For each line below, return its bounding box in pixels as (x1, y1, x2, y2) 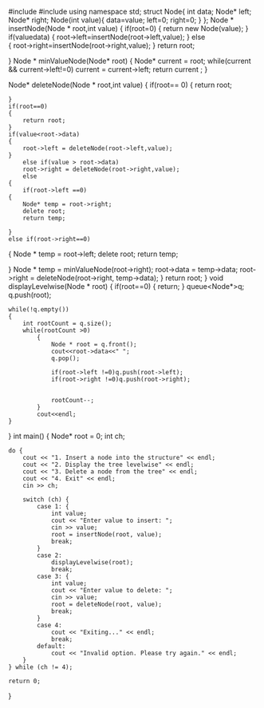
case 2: (37, 552, 62, 560)
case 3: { (37, 572, 69, 580)
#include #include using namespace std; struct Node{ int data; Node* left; (8, 7, 252, 16)
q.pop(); (50, 354, 81, 362)
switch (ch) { (22, 496, 69, 504)
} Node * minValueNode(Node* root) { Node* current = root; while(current (8, 56, 251, 65)
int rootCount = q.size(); (22, 319, 112, 327)
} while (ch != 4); (8, 663, 73, 671)
